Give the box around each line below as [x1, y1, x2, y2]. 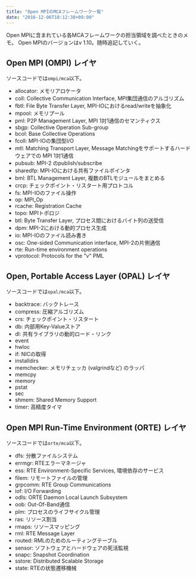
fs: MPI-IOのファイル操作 [14, 189, 77, 197]
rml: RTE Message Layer [14, 529, 76, 537]
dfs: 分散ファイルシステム [14, 452, 79, 459]
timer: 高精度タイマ [14, 403, 63, 411]
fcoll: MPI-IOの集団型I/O [14, 138, 74, 145]
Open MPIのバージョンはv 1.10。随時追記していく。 [17, 39, 144, 46]
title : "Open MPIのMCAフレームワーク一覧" [6, 8, 104, 15]
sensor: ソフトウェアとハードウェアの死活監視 [14, 544, 129, 551]
